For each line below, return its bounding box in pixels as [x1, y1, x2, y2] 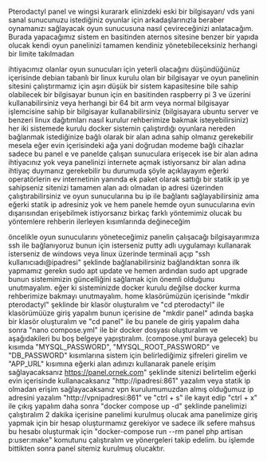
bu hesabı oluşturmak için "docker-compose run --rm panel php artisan [8, 427, 243, 436]
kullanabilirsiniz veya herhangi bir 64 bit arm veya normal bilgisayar [8, 99, 230, 107]
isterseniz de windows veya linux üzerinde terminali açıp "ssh [8, 249, 210, 258]
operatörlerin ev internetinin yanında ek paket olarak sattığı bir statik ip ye [8, 174, 249, 184]
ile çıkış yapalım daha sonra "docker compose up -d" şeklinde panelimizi [8, 401, 247, 411]
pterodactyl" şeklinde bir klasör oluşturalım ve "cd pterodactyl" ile [8, 300, 225, 309]
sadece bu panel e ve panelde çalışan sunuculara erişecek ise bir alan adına [8, 149, 258, 158]
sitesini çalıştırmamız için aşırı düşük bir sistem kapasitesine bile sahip [8, 81, 239, 91]
